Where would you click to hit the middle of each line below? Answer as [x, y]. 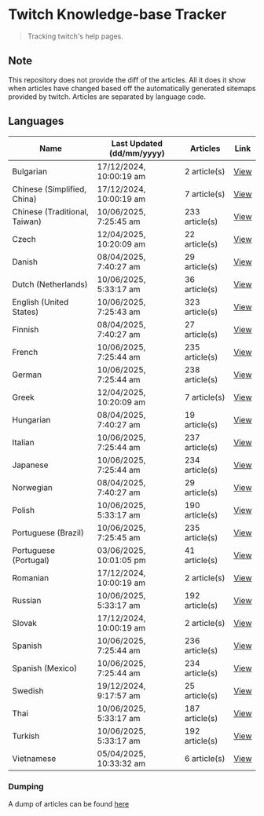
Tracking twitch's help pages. [75, 36]
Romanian [31, 577]
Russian [27, 600]
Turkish [26, 736]
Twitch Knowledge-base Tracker [117, 15]
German [27, 375]
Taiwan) [27, 221]
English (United [40, 302]
